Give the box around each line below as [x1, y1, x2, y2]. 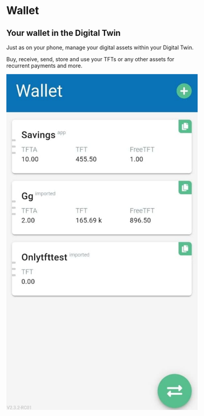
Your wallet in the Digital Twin [6, 28, 121, 38]
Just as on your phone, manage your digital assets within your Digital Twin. [6, 44, 194, 51]
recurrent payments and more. [6, 62, 83, 69]
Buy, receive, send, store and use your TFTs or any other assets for [6, 56, 175, 62]
